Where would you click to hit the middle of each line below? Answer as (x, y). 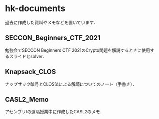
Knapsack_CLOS (31, 72)
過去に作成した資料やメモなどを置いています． (51, 22)
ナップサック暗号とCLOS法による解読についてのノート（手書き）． (71, 84)
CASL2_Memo (27, 99)
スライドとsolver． (28, 56)
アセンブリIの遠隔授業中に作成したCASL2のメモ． (55, 112)
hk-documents (35, 8)
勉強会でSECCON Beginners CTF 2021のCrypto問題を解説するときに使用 (78, 50)
